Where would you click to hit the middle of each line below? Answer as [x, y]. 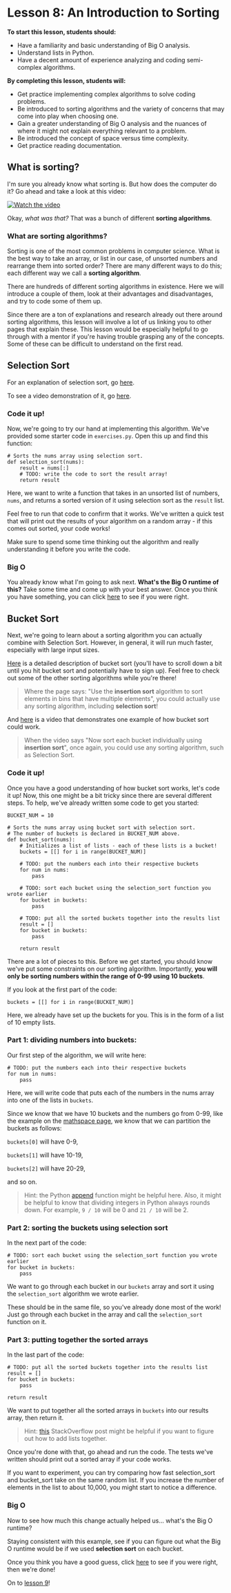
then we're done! [31, 1569]
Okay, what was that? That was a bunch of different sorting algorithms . [110, 218]
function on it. [27, 1322]
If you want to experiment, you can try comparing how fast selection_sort [111, 1473]
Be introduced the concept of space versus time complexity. [103, 138]
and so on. [22, 1182]
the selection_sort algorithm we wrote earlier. [73, 1294]
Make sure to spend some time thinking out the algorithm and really [103, 542]
